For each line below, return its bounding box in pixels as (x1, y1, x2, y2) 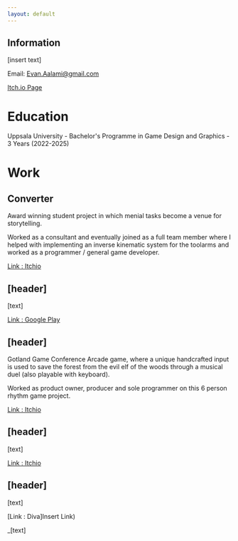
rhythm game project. (7, 391, 71, 400)
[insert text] (7, 56, 42, 64)
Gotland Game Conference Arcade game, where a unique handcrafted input (7, 355, 229, 364)
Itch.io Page (7, 83, 43, 92)
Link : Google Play (7, 315, 60, 324)
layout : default (7, 10, 55, 18)
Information (7, 37, 61, 49)
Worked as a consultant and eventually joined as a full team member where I (7, 233, 231, 242)
